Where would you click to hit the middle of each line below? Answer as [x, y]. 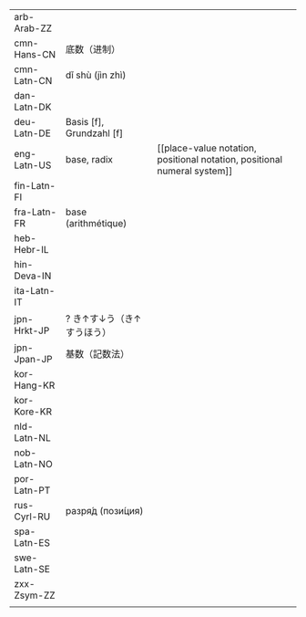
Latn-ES [32, 543]
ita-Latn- [35, 291]
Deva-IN [33, 276]
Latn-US [33, 165]
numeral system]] [195, 171]
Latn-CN [33, 81]
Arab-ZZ [33, 28]
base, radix [89, 159]
